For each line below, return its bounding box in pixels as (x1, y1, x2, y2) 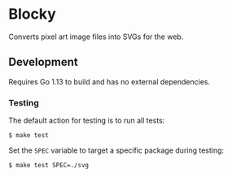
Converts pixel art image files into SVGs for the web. (8, 32, 184, 41)
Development (8, 55, 79, 69)
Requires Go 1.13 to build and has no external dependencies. (8, 76, 210, 86)
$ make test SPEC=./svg (8, 162, 90, 170)
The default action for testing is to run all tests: (8, 115, 165, 126)
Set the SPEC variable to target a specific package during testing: (8, 145, 225, 155)
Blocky (8, 5, 57, 24)
